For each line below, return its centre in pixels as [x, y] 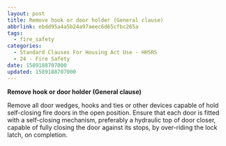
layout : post [26, 14]
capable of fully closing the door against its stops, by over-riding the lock [112, 127]
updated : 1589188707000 [42, 72]
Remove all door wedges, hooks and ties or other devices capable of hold [113, 105]
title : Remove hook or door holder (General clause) [85, 20]
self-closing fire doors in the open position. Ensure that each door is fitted [113, 113]
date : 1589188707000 [37, 65]
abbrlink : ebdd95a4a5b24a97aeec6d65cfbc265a [73, 26]
